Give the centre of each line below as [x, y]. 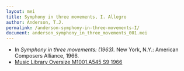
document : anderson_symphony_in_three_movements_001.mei [77, 33]
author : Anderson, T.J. [35, 22]
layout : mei [20, 11]
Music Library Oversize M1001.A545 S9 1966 [68, 62]
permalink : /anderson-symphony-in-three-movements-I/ [73, 28]
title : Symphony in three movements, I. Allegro [66, 17]
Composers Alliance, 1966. [47, 56]
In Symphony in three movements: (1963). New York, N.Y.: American [97, 49]
